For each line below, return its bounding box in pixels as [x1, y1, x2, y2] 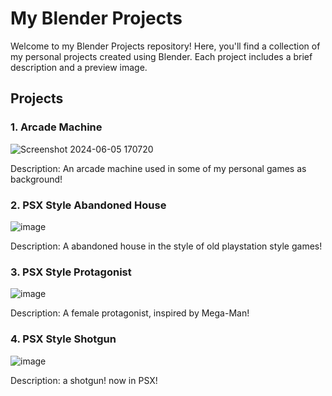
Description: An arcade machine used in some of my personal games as [10, 162, 307, 174]
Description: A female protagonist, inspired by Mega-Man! [10, 307, 250, 319]
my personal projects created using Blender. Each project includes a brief [10, 50, 313, 62]
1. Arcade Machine [10, 120, 103, 134]
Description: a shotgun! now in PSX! [10, 374, 158, 386]
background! [10, 173, 63, 185]
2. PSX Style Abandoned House [10, 198, 167, 212]
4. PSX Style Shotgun [10, 332, 117, 346]
